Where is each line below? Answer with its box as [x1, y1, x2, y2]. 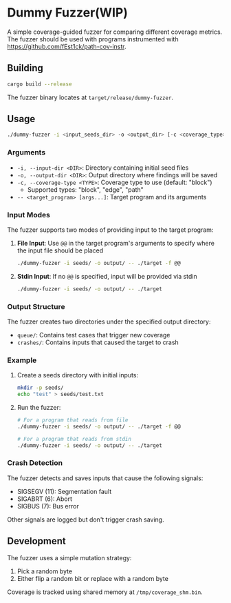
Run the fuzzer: [16, 404, 61, 411]
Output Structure [7, 301, 65, 311]
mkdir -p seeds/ [16, 384, 64, 391]
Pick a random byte [16, 567, 73, 575]
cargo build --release [7, 81, 72, 88]
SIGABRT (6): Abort [16, 495, 73, 503]
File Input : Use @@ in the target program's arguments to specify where [16, 239, 215, 247]
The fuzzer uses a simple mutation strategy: [7, 553, 132, 562]
